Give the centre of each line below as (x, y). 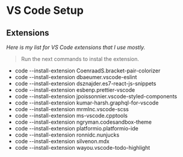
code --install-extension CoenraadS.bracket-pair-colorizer (88, 71)
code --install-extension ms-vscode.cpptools (71, 116)
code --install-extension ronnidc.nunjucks (67, 135)
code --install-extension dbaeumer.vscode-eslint (76, 77)
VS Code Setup (45, 11)
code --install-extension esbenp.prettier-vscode (75, 90)
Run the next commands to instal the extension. (80, 59)
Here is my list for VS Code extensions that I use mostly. (76, 47)
